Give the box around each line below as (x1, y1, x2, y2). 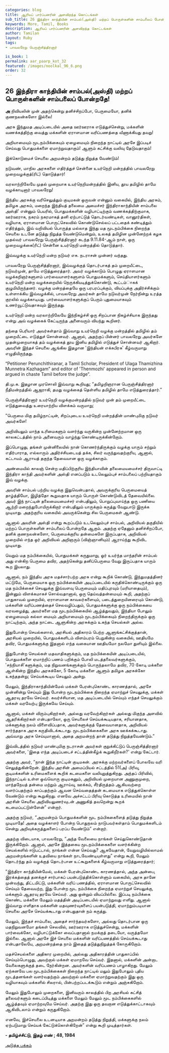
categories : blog (5, 7, 42, 13)
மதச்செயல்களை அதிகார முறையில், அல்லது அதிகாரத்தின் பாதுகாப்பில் (5, 951, 139, 957)
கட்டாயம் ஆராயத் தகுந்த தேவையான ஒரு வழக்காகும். (5, 455, 108, 461)
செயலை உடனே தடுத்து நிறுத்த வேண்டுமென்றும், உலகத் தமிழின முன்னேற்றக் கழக (5, 230, 162, 237)
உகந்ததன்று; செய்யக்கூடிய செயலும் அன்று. (5, 673, 87, 679)
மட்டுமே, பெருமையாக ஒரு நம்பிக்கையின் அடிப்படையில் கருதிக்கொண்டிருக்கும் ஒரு (5, 579, 162, 585)
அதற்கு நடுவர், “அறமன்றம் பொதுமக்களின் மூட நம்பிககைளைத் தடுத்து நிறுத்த (5, 814, 152, 820)
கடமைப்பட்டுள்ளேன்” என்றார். (5, 804, 62, 810)
